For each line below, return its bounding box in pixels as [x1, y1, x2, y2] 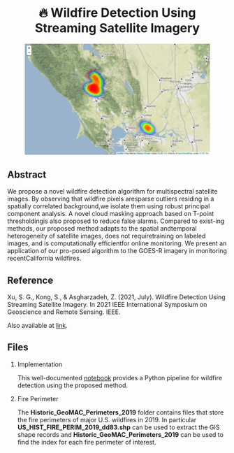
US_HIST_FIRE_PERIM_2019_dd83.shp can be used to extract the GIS [17, 423, 220, 431]
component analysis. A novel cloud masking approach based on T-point [7, 210, 214, 218]
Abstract [7, 168, 47, 180]
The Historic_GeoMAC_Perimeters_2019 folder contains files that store [17, 408, 224, 417]
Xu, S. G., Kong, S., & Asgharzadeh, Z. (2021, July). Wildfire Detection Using [7, 292, 226, 301]
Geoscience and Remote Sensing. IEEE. [7, 308, 121, 316]
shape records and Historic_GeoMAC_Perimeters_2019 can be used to [17, 430, 224, 438]
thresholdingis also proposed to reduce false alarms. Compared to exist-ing [7, 217, 225, 225]
